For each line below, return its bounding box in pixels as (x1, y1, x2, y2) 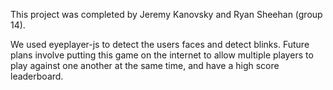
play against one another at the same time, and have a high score (10, 60, 280, 71)
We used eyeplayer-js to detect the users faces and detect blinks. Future (10, 39, 310, 50)
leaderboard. (10, 70, 64, 82)
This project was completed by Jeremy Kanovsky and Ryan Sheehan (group (10, 9, 323, 20)
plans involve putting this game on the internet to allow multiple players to (10, 49, 314, 61)
